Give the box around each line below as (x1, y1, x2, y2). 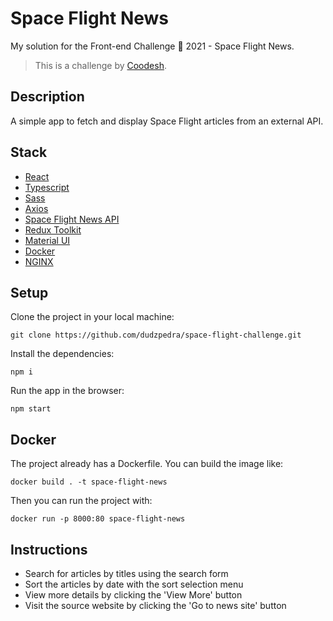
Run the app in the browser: (10, 385, 125, 397)
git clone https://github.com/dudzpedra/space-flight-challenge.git (10, 330, 302, 341)
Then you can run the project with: (10, 495, 153, 507)
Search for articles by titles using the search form (24, 568, 229, 579)
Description (10, 88, 85, 106)
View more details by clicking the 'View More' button (24, 589, 243, 601)
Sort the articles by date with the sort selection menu (24, 578, 244, 590)
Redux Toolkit (24, 223, 82, 236)
